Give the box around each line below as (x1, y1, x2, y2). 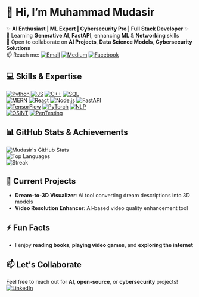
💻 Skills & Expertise (6, 72, 82, 82)
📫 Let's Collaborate (6, 259, 82, 270)
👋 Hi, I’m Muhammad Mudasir (6, 5, 155, 19)
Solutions (6, 44, 31, 51)
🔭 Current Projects (6, 176, 76, 186)
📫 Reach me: (6, 51, 40, 58)
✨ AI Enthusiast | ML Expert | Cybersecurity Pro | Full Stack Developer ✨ (6, 25, 189, 32)
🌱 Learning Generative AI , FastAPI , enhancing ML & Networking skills (6, 32, 179, 39)
